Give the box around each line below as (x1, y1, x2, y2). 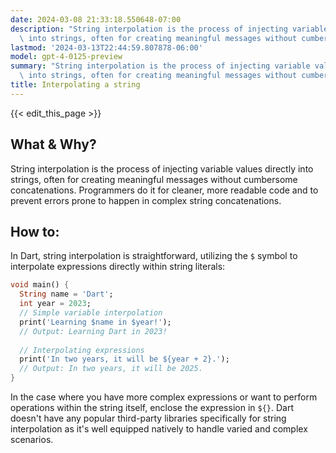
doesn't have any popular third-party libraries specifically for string (10, 412, 287, 424)
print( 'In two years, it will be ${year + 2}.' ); (19, 354, 230, 365)
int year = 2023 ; (19, 299, 92, 309)
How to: (10, 223, 60, 240)
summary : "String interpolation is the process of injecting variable (10, 61, 311, 71)
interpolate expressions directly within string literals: (10, 261, 226, 273)
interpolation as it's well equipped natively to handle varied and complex (10, 423, 308, 435)
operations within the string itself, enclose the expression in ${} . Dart (10, 402, 294, 413)
